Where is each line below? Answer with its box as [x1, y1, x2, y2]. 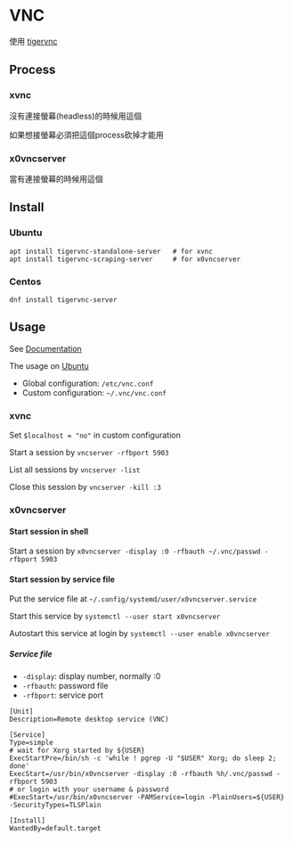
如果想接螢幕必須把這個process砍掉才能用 [9, 129, 164, 140]
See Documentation [9, 343, 82, 354]
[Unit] [9, 707, 34, 716]
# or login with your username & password [9, 785, 169, 794]
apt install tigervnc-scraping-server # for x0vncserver [9, 255, 241, 264]
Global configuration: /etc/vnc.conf [21, 378, 154, 388]
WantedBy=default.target [9, 824, 102, 833]
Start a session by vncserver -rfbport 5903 [9, 447, 169, 458]
